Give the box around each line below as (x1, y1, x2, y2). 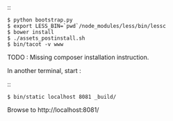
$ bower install (7, 29, 54, 35)
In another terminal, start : (7, 67, 81, 74)
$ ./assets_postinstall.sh (7, 35, 85, 42)
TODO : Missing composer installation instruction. (7, 53, 149, 61)
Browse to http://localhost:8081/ (7, 106, 99, 114)
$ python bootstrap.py (7, 17, 73, 24)
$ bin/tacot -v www (7, 41, 64, 48)
